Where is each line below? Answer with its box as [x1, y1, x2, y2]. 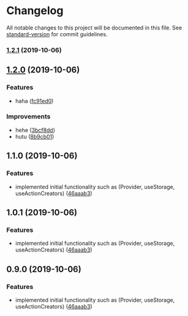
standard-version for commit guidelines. [6, 30, 108, 37]
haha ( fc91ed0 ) [15, 97, 54, 104]
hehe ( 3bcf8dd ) [15, 126, 56, 134]
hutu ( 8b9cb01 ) [15, 133, 55, 140]
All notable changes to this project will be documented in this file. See [6, 24, 182, 31]
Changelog [6, 4, 64, 18]
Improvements [6, 112, 51, 121]
